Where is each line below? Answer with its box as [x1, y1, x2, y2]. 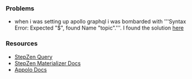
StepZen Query [14, 53, 53, 60]
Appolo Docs [14, 66, 47, 73]
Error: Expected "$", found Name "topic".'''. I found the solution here [14, 24, 184, 31]
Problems [5, 4, 34, 13]
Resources [5, 39, 38, 48]
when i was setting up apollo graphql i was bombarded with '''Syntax [14, 18, 187, 25]
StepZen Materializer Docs [14, 59, 81, 67]
